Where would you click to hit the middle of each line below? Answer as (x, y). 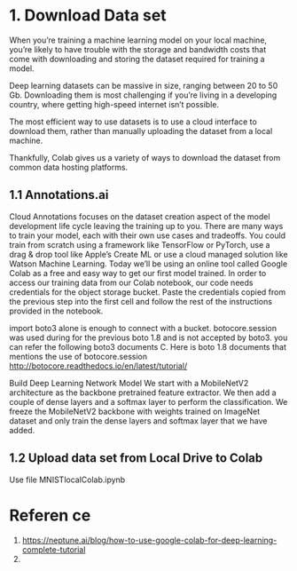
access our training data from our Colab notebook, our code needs (131, 282)
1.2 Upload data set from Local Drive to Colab (136, 458)
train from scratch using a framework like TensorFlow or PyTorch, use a (140, 244)
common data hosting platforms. (69, 167)
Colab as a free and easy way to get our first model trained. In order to (138, 273)
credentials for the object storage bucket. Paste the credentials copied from (148, 292)
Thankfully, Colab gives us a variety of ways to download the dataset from (145, 157)
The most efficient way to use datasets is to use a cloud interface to (133, 122)
